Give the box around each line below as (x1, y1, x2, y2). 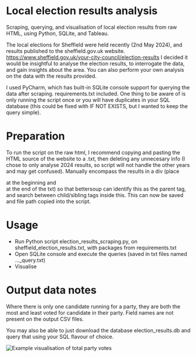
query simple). (6, 109, 41, 116)
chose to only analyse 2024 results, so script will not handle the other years (6, 161, 190, 168)
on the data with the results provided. (6, 72, 97, 79)
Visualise (14, 263, 37, 270)
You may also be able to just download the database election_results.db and (6, 326, 191, 333)
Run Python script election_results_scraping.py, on (14, 238, 138, 245)
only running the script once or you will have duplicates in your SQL (6, 96, 171, 104)
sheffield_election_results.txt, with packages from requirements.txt (14, 244, 177, 251)
